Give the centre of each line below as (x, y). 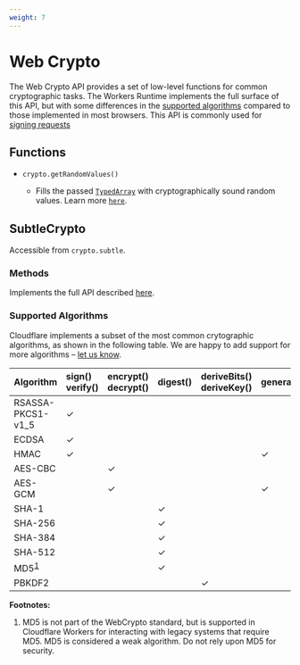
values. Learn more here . (81, 201)
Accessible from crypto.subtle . (67, 250)
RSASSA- (34, 403)
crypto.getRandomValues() (70, 175)
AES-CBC (35, 468)
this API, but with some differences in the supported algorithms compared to (150, 105)
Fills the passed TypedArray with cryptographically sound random (155, 191)
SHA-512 (35, 552)
